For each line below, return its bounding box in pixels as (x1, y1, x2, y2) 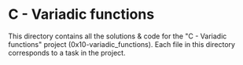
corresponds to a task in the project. (8, 48, 126, 57)
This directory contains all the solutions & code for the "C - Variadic (8, 31, 227, 41)
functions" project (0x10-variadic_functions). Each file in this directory (8, 39, 236, 49)
